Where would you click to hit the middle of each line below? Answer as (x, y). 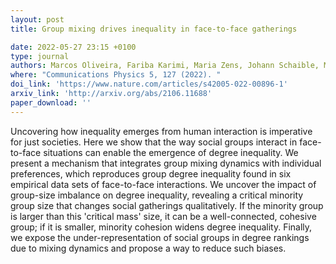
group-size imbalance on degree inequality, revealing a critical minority (157, 195)
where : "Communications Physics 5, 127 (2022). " (116, 75)
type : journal (40, 56)
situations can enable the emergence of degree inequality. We (171, 152)
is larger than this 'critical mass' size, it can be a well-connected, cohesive (163, 216)
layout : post (37, 19)
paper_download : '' (51, 102)
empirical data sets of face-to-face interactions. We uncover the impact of (163, 184)
